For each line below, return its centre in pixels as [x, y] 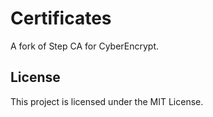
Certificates [61, 18]
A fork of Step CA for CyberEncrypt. [85, 46]
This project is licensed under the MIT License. [107, 101]
